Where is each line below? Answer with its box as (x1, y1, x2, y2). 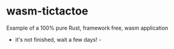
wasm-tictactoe (6, 4, 89, 18)
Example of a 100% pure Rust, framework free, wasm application (6, 24, 169, 31)
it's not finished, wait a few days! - (15, 36, 102, 43)
